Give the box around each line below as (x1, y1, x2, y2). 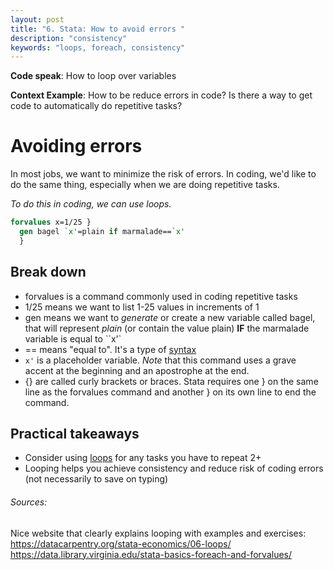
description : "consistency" (10, 33, 128, 43)
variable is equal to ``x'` (24, 332, 122, 345)
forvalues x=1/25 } (10, 217, 92, 228)
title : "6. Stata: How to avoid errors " (10, 24, 186, 34)
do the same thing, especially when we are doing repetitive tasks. (10, 179, 280, 191)
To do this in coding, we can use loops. (10, 198, 172, 210)
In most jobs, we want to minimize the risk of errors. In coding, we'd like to (10, 168, 317, 180)
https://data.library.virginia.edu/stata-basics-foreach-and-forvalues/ (10, 548, 293, 560)
